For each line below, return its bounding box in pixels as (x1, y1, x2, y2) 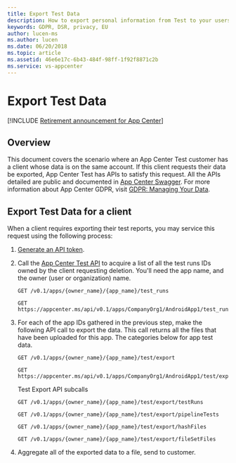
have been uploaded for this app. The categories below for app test (17, 334, 214, 342)
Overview (7, 137, 51, 148)
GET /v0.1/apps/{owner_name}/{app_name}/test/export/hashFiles (17, 424, 207, 431)
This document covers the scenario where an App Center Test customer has (7, 156, 228, 164)
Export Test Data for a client (7, 205, 132, 217)
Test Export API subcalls (17, 385, 88, 394)
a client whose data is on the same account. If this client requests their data (7, 163, 226, 171)
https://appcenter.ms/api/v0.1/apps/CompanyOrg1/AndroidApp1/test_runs (17, 306, 232, 313)
